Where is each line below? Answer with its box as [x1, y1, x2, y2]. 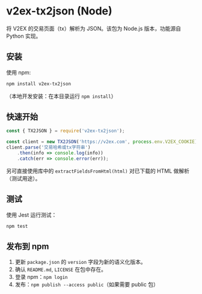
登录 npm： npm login [14, 274, 68, 281]
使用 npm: [6, 69, 31, 76]
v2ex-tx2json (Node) [6, 4, 112, 18]
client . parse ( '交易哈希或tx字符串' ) [6, 144, 91, 151]
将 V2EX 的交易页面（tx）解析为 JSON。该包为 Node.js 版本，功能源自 [6, 25, 182, 32]
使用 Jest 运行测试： [6, 211, 57, 218]
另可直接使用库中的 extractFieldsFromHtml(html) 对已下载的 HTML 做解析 [6, 167, 190, 174]
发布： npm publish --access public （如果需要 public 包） [14, 281, 159, 288]
